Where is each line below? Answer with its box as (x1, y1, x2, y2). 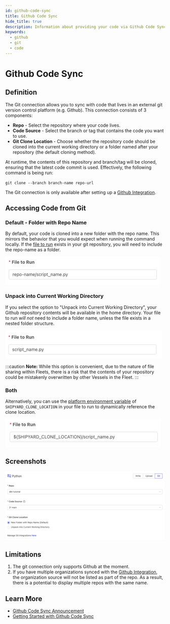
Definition (5, 88, 37, 97)
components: (5, 112, 33, 119)
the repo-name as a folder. (5, 247, 61, 253)
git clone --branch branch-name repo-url (5, 180, 94, 185)
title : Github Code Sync (5, 13, 58, 19)
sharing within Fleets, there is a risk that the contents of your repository (5, 369, 154, 375)
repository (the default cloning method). (12, 149, 96, 155)
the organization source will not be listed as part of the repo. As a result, (12, 574, 163, 580)
